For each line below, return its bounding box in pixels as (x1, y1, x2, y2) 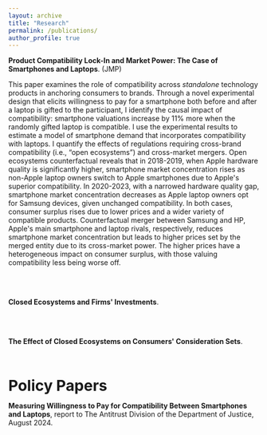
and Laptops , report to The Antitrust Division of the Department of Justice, (8, 409, 254, 419)
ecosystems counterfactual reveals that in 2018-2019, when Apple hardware (8, 156, 259, 166)
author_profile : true (8, 34, 80, 42)
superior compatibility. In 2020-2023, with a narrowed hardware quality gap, (8, 181, 260, 192)
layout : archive (8, 11, 62, 20)
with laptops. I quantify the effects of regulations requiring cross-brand (8, 139, 241, 148)
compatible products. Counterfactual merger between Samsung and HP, (8, 216, 245, 225)
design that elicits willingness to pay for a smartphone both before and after (8, 97, 257, 106)
